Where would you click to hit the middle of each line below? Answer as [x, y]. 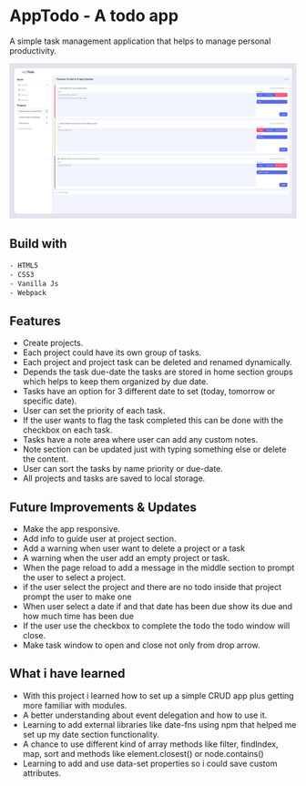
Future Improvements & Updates [103, 507]
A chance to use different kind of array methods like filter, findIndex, [150, 744]
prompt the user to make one [77, 597]
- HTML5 [24, 266]
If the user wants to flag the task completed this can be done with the [153, 421]
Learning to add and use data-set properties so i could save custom [150, 763]
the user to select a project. [74, 577]
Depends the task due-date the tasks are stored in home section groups [158, 372]
